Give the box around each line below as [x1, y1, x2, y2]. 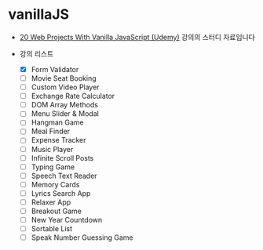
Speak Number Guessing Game [31, 233, 133, 242]
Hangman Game [31, 118, 84, 127]
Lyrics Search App [31, 188, 91, 197]
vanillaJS [8, 5, 69, 24]
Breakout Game [31, 206, 82, 216]
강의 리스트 [19, 49, 54, 58]
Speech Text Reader [31, 171, 97, 180]
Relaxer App [31, 197, 71, 207]
